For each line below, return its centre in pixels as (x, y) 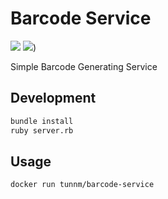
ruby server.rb (42, 130)
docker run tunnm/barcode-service (82, 185)
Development (53, 98)
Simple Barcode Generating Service (84, 66)
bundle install (42, 121)
